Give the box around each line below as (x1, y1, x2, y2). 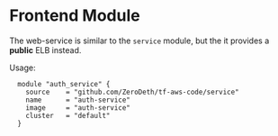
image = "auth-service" (25, 103, 130, 113)
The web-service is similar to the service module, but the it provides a (9, 35, 270, 46)
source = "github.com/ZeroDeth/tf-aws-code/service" (25, 87, 240, 96)
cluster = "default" (25, 111, 111, 120)
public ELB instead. (9, 44, 82, 55)
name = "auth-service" (25, 95, 130, 104)
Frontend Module (9, 5, 141, 26)
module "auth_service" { (17, 79, 111, 88)
